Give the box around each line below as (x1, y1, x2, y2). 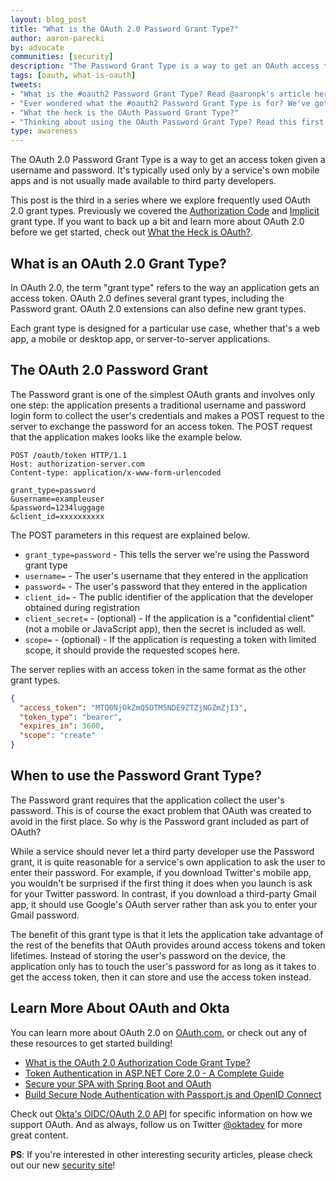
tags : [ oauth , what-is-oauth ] (10, 71, 137, 81)
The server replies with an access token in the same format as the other (10, 663, 307, 675)
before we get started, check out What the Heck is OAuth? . (10, 226, 253, 238)
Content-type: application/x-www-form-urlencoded (10, 467, 222, 478)
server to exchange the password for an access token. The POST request (10, 420, 313, 432)
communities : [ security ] (10, 52, 114, 62)
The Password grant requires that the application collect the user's (10, 794, 285, 806)
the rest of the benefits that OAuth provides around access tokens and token (10, 939, 326, 951)
